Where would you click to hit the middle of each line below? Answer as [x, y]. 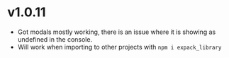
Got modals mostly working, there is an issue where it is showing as [117, 32]
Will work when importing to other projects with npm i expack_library [119, 47]
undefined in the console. [55, 39]
